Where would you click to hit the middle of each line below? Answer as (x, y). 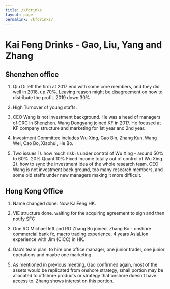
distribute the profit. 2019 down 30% (51, 98)
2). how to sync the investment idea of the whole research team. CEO (86, 164)
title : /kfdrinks (24, 10)
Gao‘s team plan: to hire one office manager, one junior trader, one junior (89, 249)
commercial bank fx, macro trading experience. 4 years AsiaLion (80, 234)
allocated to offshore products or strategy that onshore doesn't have (84, 276)
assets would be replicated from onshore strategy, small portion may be (88, 270)
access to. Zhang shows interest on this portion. (63, 281)
